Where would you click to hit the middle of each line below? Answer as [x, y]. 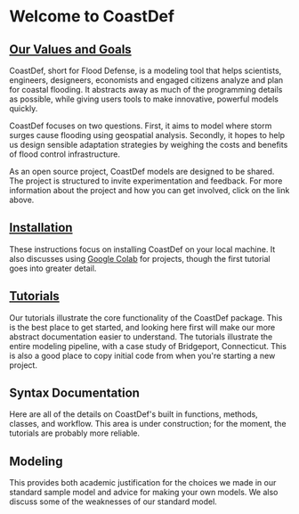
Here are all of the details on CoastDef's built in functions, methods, [133, 414]
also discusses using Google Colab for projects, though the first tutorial [140, 258]
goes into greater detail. [53, 268]
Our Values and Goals [70, 49]
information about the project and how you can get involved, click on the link [149, 190]
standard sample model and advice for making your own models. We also [144, 493]
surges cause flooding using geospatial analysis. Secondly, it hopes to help [147, 135]
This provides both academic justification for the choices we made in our [143, 483]
